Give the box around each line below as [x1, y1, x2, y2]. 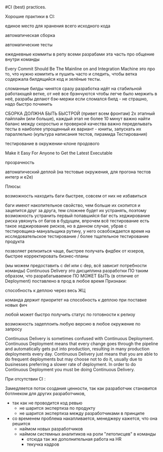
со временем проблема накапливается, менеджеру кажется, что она [12, 416, 158, 421]
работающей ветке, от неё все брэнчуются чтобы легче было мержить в [5, 91, 157, 96]
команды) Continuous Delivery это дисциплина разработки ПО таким [5, 268, 148, 273]
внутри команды [5, 56, 40, 62]
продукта [5, 238, 25, 244]
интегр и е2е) [5, 174, 33, 180]
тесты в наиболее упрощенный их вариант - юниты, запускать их [5, 126, 142, 132]
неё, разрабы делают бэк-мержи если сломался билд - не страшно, [5, 96, 148, 102]
